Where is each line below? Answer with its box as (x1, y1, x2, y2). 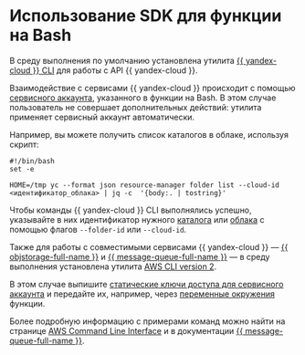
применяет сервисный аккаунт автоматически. (9, 111, 195, 122)
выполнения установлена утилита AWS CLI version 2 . (9, 261, 217, 272)
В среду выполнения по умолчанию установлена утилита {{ (9, 55, 244, 66)
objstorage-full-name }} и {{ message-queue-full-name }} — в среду (9, 251, 270, 262)
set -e (9, 164, 35, 173)
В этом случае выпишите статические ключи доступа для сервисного (9, 278, 284, 289)
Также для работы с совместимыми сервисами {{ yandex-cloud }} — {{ (9, 241, 289, 252)
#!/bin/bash (9, 156, 55, 165)
